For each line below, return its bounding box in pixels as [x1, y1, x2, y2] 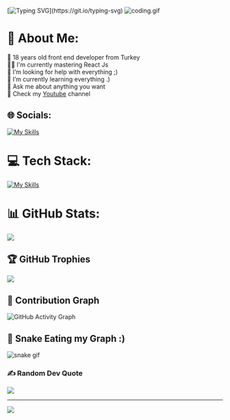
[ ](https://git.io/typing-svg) [7, 7, 123, 14]
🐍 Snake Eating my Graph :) [7, 333, 125, 345]
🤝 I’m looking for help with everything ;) [7, 67, 118, 75]
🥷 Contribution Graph [7, 294, 100, 306]
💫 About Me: [7, 31, 79, 46]
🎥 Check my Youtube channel [7, 89, 91, 97]
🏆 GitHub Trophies [7, 254, 91, 266]
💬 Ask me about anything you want [7, 82, 106, 91]
